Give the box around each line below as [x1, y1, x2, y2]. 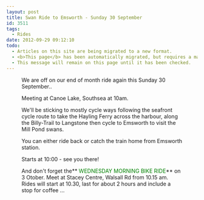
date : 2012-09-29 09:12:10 [6, 37, 75, 43]
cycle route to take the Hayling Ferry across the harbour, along [21, 113, 178, 120]
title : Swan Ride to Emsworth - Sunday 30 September [6, 15, 143, 21]
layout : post [6, 8, 39, 15]
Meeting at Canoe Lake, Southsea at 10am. [21, 95, 129, 102]
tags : [6, 25, 20, 32]
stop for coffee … [21, 186, 65, 194]
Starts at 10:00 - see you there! [21, 155, 99, 162]
